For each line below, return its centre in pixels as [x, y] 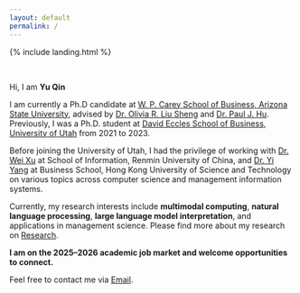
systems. [26, 188]
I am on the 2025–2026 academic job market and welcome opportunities [149, 252]
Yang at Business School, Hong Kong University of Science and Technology [150, 169]
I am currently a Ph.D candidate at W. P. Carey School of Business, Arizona [149, 104]
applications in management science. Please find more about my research [147, 225]
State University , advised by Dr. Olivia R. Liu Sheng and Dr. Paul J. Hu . [139, 114]
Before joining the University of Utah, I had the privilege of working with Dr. [149, 151]
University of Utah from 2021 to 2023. [80, 133]
